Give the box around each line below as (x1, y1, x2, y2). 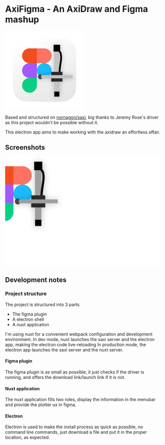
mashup (5, 14, 39, 25)
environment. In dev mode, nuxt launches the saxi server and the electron (5, 336, 155, 342)
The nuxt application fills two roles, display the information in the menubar (5, 397, 156, 403)
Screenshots (5, 143, 45, 152)
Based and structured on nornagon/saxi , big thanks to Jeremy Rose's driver (5, 114, 159, 120)
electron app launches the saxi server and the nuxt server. (5, 346, 124, 353)
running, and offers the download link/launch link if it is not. (5, 375, 126, 380)
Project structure (5, 290, 47, 297)
